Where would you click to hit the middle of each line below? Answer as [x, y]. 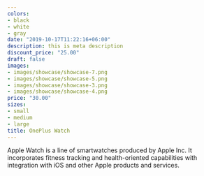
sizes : [17, 105]
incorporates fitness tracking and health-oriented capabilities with [102, 158]
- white [19, 27]
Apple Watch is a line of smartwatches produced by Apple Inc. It [100, 150]
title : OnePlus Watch [39, 131]
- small [19, 111]
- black [19, 20]
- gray [17, 33]
